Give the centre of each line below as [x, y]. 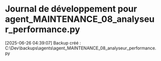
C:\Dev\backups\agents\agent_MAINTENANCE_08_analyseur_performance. [81, 48]
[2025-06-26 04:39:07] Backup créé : [43, 43]
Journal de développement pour [71, 9]
